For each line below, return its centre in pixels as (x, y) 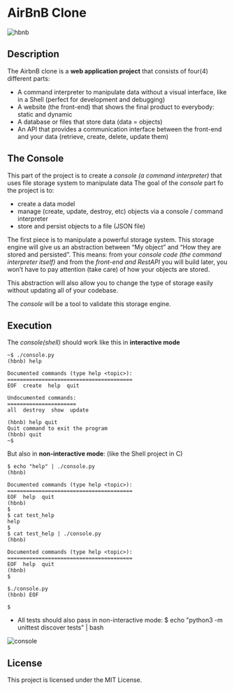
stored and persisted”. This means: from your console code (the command (115, 254)
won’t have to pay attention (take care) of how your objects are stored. (109, 269)
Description (33, 54)
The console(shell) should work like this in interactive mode (94, 342)
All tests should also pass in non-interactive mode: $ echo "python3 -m (120, 620)
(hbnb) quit (24, 435)
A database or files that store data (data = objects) (90, 122)
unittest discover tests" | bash (60, 627)
